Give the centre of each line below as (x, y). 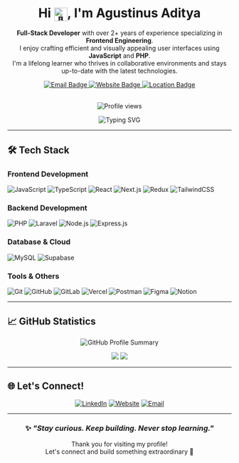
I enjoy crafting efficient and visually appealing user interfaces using (119, 49)
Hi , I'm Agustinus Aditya (119, 13)
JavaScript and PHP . (119, 56)
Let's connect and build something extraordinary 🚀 (119, 452)
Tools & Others (33, 276)
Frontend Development (48, 174)
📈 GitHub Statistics (52, 321)
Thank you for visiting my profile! (119, 444)
